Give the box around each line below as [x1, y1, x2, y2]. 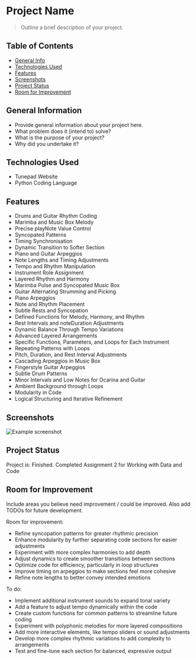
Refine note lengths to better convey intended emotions [14, 574, 151, 581]
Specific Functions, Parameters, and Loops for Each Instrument [14, 338, 170, 345]
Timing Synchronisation [14, 237, 73, 245]
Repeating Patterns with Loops [14, 345, 90, 352]
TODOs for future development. [6, 506, 83, 514]
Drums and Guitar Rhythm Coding [14, 212, 98, 220]
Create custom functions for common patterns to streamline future [14, 610, 178, 617]
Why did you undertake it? [14, 140, 79, 147]
